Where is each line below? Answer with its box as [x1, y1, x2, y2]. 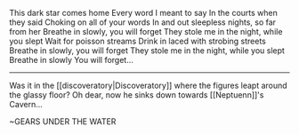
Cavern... [9, 99, 43, 109]
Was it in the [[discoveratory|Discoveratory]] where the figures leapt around [9, 80, 287, 91]
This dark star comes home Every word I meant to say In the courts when [9, 8, 279, 18]
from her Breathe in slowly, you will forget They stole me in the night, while [9, 27, 283, 36]
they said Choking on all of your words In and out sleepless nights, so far [9, 17, 277, 28]
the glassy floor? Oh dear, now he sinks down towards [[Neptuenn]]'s [9, 90, 264, 100]
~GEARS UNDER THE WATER [9, 116, 117, 127]
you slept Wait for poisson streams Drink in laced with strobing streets [9, 35, 267, 46]
